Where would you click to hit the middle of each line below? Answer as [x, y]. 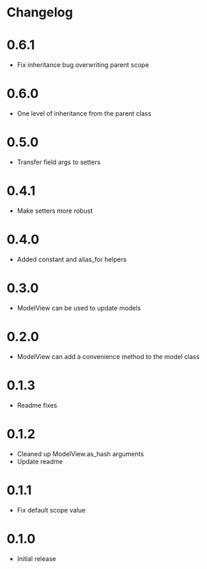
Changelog [40, 12]
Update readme [40, 461]
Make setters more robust [55, 211]
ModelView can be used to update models [79, 308]
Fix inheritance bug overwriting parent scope [83, 65]
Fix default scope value [51, 510]
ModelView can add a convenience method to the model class [108, 356]
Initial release [36, 558]
